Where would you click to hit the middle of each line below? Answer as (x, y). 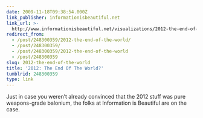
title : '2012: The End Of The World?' (55, 68)
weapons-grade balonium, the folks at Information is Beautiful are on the (97, 103)
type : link (20, 79)
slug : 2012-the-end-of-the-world (48, 62)
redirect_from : (25, 34)
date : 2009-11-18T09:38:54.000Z (47, 12)
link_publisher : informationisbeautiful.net (63, 18)
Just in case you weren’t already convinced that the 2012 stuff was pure (96, 97)
